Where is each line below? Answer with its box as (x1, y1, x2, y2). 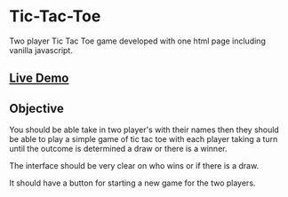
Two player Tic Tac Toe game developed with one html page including (9, 35, 267, 46)
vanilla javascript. (9, 44, 73, 55)
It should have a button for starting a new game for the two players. (9, 177, 256, 188)
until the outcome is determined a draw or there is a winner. (9, 144, 228, 154)
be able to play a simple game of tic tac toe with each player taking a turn (9, 134, 278, 145)
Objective (9, 100, 65, 116)
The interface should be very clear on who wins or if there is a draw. (9, 161, 260, 171)
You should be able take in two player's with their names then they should (9, 124, 280, 135)
